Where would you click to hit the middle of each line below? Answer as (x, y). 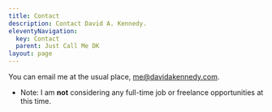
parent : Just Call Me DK (58, 46)
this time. (35, 101)
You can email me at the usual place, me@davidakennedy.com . (114, 77)
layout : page (30, 54)
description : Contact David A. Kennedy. (78, 24)
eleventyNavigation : (43, 31)
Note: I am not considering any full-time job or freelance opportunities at (142, 93)
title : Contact (34, 16)
